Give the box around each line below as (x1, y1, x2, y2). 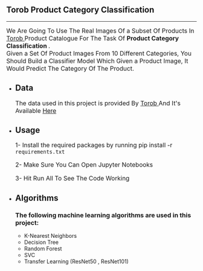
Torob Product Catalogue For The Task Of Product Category (6, 34, 179, 42)
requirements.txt (14, 148, 65, 156)
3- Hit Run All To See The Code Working (14, 174, 130, 183)
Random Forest (24, 245, 62, 252)
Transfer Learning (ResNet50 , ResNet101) (24, 258, 129, 265)
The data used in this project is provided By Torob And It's (14, 99, 181, 107)
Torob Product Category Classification (6, 5, 155, 15)
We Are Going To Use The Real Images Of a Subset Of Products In (6, 27, 195, 35)
